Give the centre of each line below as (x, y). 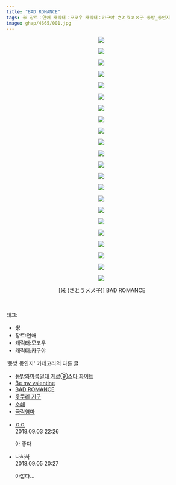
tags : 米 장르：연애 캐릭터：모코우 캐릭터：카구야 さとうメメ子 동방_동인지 (88, 18)
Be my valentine (35, 383)
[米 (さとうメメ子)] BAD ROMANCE (102, 290)
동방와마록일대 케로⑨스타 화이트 (54, 376)
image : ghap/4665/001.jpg (39, 23)
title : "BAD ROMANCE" (33, 12)
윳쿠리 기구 (28, 397)
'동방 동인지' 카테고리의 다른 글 (42, 363)
